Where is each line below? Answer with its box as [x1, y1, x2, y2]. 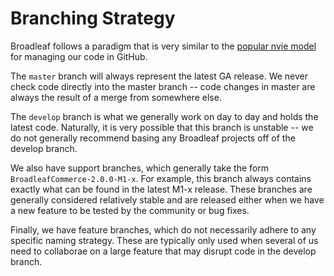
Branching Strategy [10, 7, 176, 30]
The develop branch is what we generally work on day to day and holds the [10, 110, 319, 122]
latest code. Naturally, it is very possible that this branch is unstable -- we [10, 121, 314, 133]
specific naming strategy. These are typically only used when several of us [10, 234, 319, 246]
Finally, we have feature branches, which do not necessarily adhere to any [10, 223, 317, 236]
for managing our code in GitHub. [10, 50, 148, 62]
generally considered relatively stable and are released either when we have [10, 193, 325, 206]
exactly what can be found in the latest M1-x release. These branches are [10, 183, 313, 195]
